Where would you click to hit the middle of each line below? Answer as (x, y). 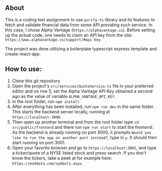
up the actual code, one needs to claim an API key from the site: (69, 35)
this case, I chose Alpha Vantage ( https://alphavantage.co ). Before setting (80, 30)
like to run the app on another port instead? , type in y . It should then (84, 137)
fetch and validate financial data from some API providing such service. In (79, 25)
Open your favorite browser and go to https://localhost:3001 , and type (84, 148)
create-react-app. (23, 54)
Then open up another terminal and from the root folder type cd (75, 122)
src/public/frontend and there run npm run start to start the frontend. (83, 127)
